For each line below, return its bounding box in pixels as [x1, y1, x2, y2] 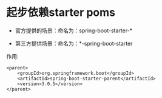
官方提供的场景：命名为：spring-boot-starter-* [15, 27, 133, 34]
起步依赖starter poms [6, 5, 116, 19]
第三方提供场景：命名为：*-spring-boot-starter [15, 40, 133, 47]
